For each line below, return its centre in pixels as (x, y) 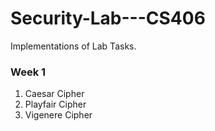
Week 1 (28, 72)
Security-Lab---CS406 (108, 18)
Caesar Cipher (54, 94)
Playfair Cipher (55, 104)
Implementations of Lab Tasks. (73, 46)
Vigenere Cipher (58, 115)
